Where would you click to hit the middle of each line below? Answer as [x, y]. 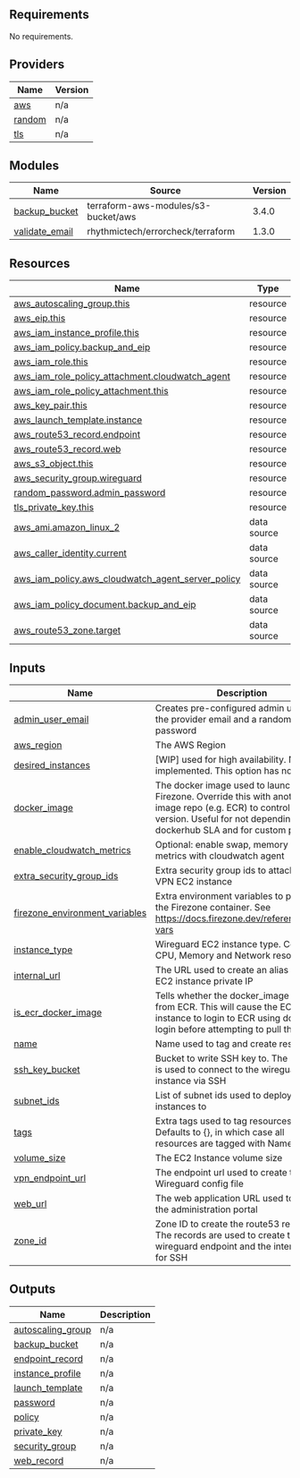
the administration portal [206, 1209]
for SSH [171, 1258]
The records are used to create [220, 1235]
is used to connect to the [207, 1070]
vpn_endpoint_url [50, 1178]
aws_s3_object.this [54, 464]
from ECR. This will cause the [217, 1007]
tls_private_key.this [54, 508]
